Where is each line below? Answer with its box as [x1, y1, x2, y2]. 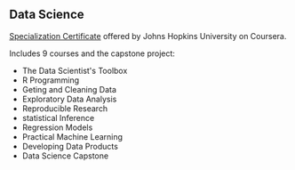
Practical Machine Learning [21, 131, 123, 142]
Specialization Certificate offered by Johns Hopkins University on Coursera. [9, 30, 287, 41]
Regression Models [21, 122, 93, 133]
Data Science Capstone [21, 150, 109, 161]
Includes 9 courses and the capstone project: [9, 48, 176, 59]
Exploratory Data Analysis [21, 93, 117, 104]
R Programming [21, 75, 80, 85]
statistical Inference [21, 112, 95, 123]
